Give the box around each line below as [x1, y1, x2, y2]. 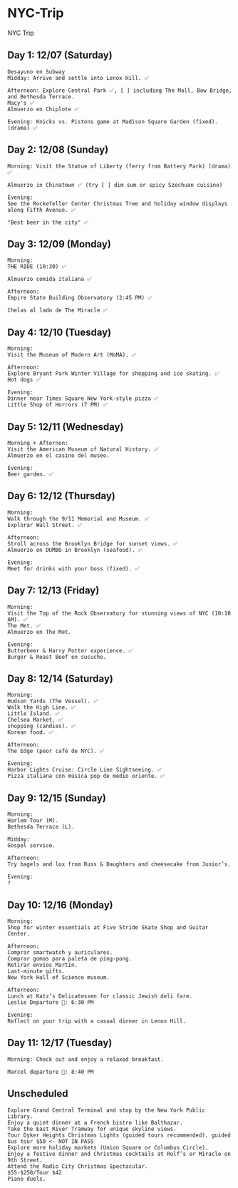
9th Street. [7, 1157, 43, 1164]
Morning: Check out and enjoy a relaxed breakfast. [7, 1055, 164, 1063]
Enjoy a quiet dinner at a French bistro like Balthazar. [7, 1119, 183, 1126]
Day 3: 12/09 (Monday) [7, 237, 112, 250]
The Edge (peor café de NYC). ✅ [7, 747, 105, 755]
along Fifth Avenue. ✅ [7, 206, 76, 213]
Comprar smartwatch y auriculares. [7, 949, 113, 956]
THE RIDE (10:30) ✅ [7, 263, 66, 270]
